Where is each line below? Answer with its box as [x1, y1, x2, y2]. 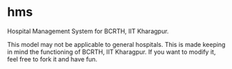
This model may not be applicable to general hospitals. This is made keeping [7, 40, 226, 48]
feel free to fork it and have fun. [7, 55, 98, 63]
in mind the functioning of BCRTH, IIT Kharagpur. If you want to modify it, [7, 48, 216, 56]
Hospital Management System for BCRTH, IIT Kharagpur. [7, 27, 169, 35]
